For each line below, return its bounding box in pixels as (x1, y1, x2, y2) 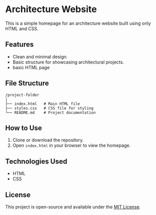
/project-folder (5, 92, 39, 97)
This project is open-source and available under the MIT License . (5, 204, 141, 210)
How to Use (5, 124, 42, 132)
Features (5, 40, 34, 49)
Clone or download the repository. (12, 137, 84, 143)
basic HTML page (12, 64, 50, 70)
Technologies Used (5, 157, 67, 166)
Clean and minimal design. (12, 53, 68, 60)
